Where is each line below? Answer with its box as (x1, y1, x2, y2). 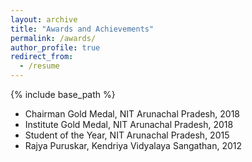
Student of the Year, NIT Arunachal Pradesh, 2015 (24, 129, 230, 141)
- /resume (19, 61, 60, 71)
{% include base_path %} (10, 89, 116, 100)
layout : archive (10, 14, 78, 25)
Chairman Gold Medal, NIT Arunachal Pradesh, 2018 (24, 108, 240, 120)
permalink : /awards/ (10, 33, 97, 43)
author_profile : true (10, 42, 101, 53)
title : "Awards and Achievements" (10, 24, 155, 34)
